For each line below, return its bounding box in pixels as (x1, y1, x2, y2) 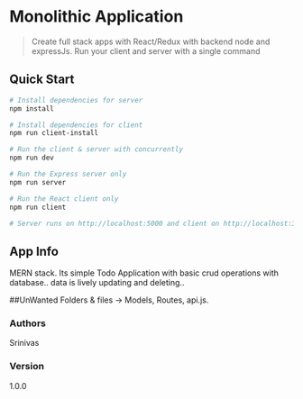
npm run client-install (9, 129, 99, 138)
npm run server (9, 177, 67, 186)
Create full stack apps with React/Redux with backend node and (31, 36, 271, 47)
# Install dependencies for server (9, 95, 143, 104)
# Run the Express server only (9, 169, 127, 178)
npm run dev (9, 153, 54, 163)
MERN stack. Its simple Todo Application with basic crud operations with (9, 268, 280, 278)
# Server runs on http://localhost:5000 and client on (9, 219, 220, 228)
